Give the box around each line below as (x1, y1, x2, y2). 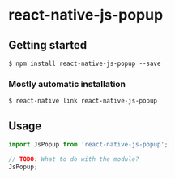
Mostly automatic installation (8, 78, 126, 89)
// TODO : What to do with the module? (8, 155, 139, 164)
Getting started (8, 38, 87, 52)
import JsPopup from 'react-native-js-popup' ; (8, 141, 169, 149)
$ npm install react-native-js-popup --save (8, 59, 161, 68)
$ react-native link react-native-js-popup (8, 97, 158, 105)
